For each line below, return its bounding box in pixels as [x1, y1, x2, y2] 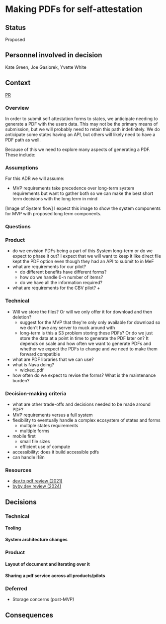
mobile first [12, 433, 36, 439]
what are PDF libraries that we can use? [12, 356, 94, 362]
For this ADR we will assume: [5, 175, 65, 181]
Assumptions [5, 164, 38, 171]
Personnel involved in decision [5, 51, 102, 59]
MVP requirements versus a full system [12, 412, 93, 418]
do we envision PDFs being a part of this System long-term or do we [12, 248, 153, 254]
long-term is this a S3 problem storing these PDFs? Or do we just [19, 330, 153, 336]
